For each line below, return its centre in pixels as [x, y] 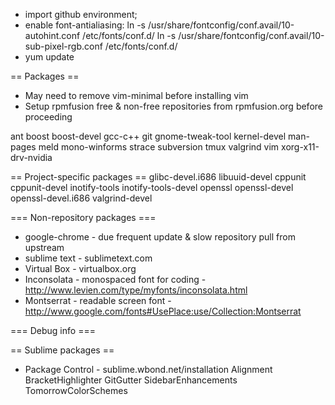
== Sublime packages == [62, 350]
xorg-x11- [300, 147]
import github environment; [81, 14]
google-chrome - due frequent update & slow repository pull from [160, 237]
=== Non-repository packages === [83, 217]
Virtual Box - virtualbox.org [80, 268]
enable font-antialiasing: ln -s [85, 25]
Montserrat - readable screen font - [98, 300]
